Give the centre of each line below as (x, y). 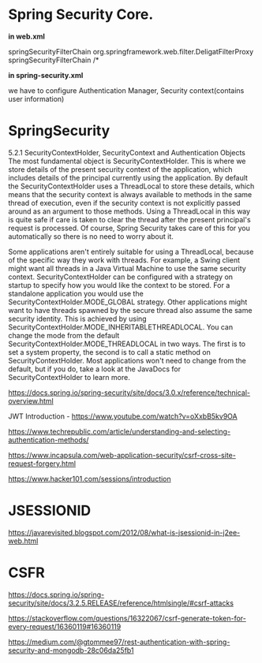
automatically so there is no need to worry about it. (91, 236)
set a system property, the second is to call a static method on (109, 352)
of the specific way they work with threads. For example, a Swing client (124, 260)
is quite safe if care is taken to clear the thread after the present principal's (129, 219)
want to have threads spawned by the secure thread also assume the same (130, 310)
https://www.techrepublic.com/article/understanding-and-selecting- (120, 431)
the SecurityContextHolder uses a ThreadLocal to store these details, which (131, 186)
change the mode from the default (64, 335)
